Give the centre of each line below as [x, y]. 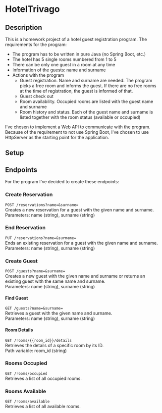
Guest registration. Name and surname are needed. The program [86, 80]
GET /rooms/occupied [27, 373]
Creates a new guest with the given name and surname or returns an [75, 276]
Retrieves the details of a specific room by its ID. [54, 345]
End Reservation [26, 228]
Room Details [19, 330]
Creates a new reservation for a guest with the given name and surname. [80, 209]
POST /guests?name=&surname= [35, 271]
